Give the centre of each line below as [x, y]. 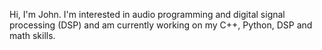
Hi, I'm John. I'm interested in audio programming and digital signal [147, 14]
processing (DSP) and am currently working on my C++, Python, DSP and [161, 25]
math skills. [32, 35]
